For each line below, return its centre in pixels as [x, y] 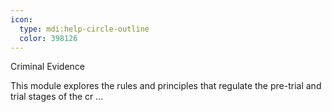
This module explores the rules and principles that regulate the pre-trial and [166, 86]
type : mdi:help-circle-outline [84, 29]
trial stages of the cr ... [57, 97]
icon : [21, 19]
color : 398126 [48, 38]
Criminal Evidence [47, 67]
